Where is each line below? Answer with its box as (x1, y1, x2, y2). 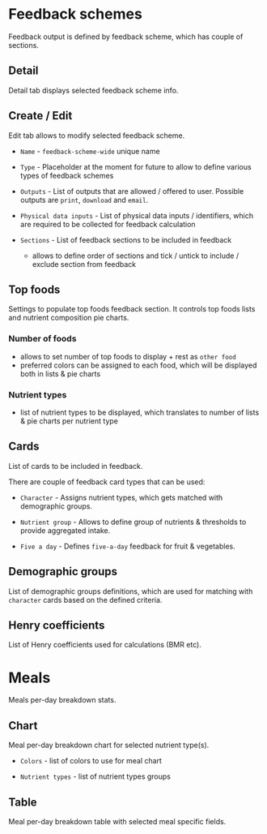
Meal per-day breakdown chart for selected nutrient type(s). (8, 740, 210, 750)
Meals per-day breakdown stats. (8, 695, 117, 705)
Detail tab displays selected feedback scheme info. (8, 85, 179, 95)
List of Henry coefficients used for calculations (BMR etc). (8, 640, 202, 650)
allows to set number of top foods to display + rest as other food (19, 351, 236, 361)
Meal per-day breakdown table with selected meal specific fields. (8, 816, 227, 826)
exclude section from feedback (32, 259, 136, 269)
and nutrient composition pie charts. (8, 313, 129, 323)
